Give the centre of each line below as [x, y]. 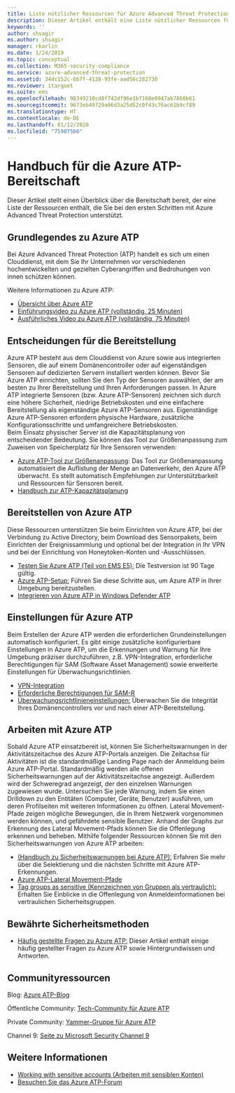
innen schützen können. [42, 277]
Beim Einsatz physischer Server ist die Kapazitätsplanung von [96, 432]
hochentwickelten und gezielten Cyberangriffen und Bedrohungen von [109, 269]
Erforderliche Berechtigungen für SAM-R [76, 693]
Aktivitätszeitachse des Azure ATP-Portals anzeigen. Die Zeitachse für [108, 754]
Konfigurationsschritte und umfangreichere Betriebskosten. [93, 425]
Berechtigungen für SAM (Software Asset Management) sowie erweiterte [113, 664]
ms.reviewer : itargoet [40, 86]
